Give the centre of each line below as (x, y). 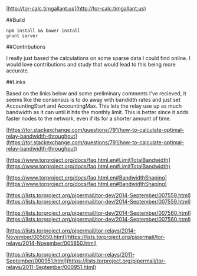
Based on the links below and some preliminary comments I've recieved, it (96, 93)
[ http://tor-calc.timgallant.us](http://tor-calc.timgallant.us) (76, 9)
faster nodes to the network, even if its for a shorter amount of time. (89, 118)
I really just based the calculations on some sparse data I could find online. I (98, 58)
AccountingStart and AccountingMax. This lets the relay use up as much (94, 106)
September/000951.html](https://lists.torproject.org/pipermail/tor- (86, 261)
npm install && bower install (43, 31)
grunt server (22, 36)
